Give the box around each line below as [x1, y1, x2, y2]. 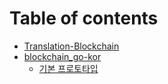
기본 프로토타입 [38, 62, 99, 74]
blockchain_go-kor [23, 50, 102, 62]
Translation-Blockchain [23, 40, 120, 52]
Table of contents [9, 7, 159, 30]
